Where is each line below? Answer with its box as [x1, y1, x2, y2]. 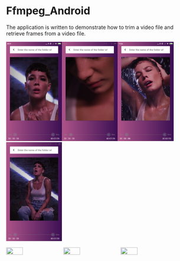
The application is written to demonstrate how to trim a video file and [6, 24, 174, 31]
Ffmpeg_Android [6, 4, 90, 18]
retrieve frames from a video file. [6, 30, 86, 37]
